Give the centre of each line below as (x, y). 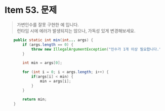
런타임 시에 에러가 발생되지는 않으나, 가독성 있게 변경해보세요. (76, 30)
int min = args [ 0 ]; (42, 63)
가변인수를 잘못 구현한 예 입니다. (48, 25)
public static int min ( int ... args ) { (53, 40)
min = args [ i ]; (55, 81)
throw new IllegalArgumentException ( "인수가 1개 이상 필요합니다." (96, 49)
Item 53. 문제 (31, 10)
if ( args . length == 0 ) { (48, 45)
